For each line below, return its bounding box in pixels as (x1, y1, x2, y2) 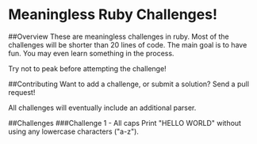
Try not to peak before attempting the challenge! (8, 63, 167, 73)
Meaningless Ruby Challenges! (8, 6, 218, 24)
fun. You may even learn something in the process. (8, 48, 175, 58)
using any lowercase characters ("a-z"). (8, 127, 139, 136)
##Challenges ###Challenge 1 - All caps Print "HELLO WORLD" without (8, 118, 242, 127)
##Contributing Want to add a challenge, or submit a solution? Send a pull (8, 79, 250, 89)
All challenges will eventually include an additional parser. (8, 103, 197, 112)
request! (8, 87, 36, 97)
